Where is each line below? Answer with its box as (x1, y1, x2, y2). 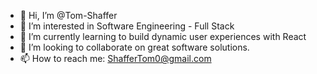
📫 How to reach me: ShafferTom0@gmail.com (19, 53, 212, 64)
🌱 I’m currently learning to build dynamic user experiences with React (19, 31, 307, 42)
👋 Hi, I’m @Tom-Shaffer (19, 10, 118, 21)
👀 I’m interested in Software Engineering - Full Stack (19, 20, 235, 32)
